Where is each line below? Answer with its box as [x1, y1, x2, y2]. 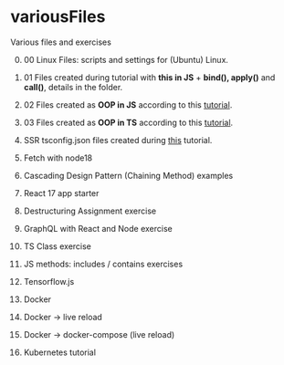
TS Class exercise [23, 240, 92, 252]
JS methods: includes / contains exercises [23, 258, 184, 269]
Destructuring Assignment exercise [23, 205, 157, 216]
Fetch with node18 [23, 152, 93, 163]
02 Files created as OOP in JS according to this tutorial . [23, 99, 233, 110]
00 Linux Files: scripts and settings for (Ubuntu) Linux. [23, 54, 229, 65]
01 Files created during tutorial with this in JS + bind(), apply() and [23, 71, 276, 83]
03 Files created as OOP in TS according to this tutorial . [23, 117, 234, 128]
